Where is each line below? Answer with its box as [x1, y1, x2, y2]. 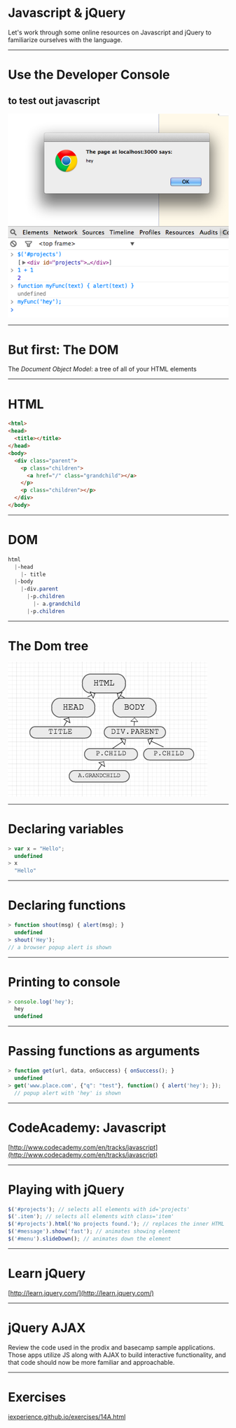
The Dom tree [8, 638, 89, 654]
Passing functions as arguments [8, 1043, 200, 1059]
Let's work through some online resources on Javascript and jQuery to [8, 28, 212, 37]
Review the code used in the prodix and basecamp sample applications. [8, 1343, 216, 1351]
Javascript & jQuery [8, 5, 126, 21]
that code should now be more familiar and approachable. [8, 1358, 175, 1366]
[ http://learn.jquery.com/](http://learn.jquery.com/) [8, 1288, 155, 1297]
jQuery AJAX [8, 1320, 86, 1335]
